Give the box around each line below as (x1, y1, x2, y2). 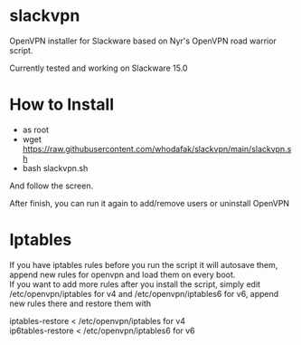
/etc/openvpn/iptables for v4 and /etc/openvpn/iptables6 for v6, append (9, 288, 279, 299)
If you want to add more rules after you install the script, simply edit (9, 278, 260, 290)
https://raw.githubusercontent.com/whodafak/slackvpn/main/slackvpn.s (22, 143, 292, 154)
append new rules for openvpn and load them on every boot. (9, 269, 236, 280)
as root (22, 124, 50, 135)
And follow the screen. (9, 180, 93, 191)
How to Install (9, 94, 115, 115)
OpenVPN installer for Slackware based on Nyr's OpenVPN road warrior (9, 35, 277, 46)
